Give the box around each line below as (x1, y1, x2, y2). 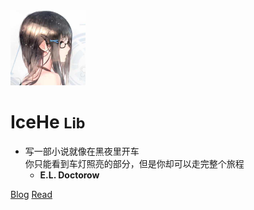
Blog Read (10, 188, 53, 200)
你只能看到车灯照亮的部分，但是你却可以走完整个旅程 (24, 157, 245, 169)
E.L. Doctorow (39, 169, 100, 181)
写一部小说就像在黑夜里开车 (24, 145, 140, 157)
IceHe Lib (10, 110, 86, 133)
